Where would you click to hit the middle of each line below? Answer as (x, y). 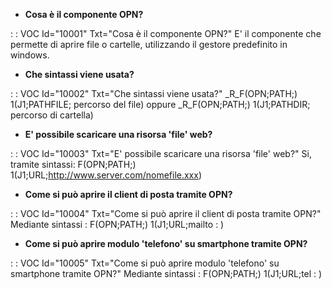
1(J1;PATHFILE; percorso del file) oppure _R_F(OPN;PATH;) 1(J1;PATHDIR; (160, 104)
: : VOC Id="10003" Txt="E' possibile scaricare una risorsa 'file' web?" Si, (161, 153)
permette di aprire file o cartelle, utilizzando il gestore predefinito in (149, 44)
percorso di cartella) (52, 115)
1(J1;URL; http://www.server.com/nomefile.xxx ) (106, 175)
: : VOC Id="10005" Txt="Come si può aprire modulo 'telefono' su (145, 263)
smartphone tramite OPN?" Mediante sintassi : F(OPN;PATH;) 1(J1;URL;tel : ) (166, 273)
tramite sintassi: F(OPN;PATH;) (73, 164)
